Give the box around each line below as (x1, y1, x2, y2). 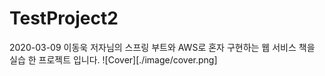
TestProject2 (9, 7, 119, 30)
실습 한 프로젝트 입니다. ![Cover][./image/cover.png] (9, 53, 218, 66)
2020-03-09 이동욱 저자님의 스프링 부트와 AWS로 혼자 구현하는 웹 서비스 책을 (9, 41, 316, 53)
